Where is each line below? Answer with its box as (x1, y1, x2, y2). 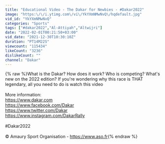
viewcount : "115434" (5, 44, 48, 49)
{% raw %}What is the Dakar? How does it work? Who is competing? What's (5, 71, 160, 77)
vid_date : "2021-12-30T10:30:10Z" (5, 35, 76, 40)
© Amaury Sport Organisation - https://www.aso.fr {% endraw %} (5, 134, 138, 140)
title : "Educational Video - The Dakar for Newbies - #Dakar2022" (5, 7, 144, 12)
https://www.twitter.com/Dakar (5, 108, 68, 114)
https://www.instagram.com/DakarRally (5, 113, 85, 118)
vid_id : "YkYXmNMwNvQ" (5, 16, 52, 21)
